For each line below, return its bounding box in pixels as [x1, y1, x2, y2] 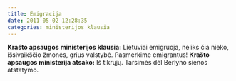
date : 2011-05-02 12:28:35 [7, 17, 88, 24]
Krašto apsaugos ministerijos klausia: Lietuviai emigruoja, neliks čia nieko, [7, 43, 230, 52]
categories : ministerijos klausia [7, 23, 111, 31]
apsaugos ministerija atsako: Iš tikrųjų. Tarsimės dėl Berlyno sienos [7, 58, 208, 67]
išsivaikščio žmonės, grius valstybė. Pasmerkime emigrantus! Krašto [7, 50, 210, 59]
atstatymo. [7, 65, 39, 75]
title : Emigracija [7, 10, 62, 18]
